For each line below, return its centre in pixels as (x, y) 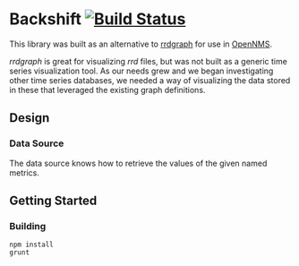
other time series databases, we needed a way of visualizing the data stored (150, 80)
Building (28, 226)
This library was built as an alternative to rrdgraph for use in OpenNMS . (141, 44)
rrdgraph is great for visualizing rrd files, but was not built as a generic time (149, 61)
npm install (31, 245)
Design (30, 118)
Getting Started (53, 201)
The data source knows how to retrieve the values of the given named (138, 163)
